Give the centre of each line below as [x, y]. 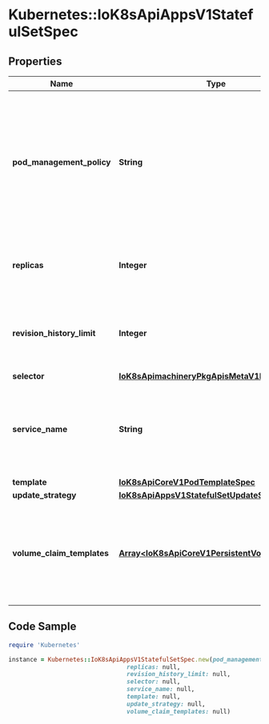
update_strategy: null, [166, 704]
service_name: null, [161, 690]
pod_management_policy [62, 162]
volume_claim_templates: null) [179, 711]
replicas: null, [154, 667]
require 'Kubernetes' [44, 645]
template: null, [154, 697]
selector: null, [154, 682]
